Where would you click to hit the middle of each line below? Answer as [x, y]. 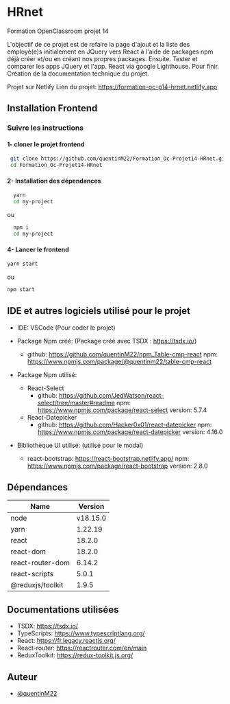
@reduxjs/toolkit [37, 585]
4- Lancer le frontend [38, 249]
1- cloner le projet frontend [46, 144]
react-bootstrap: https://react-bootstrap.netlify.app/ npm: [108, 458]
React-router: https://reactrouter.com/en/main [82, 648]
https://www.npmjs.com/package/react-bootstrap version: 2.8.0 [117, 466]
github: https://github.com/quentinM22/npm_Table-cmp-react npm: [122, 354]
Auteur [22, 677]
